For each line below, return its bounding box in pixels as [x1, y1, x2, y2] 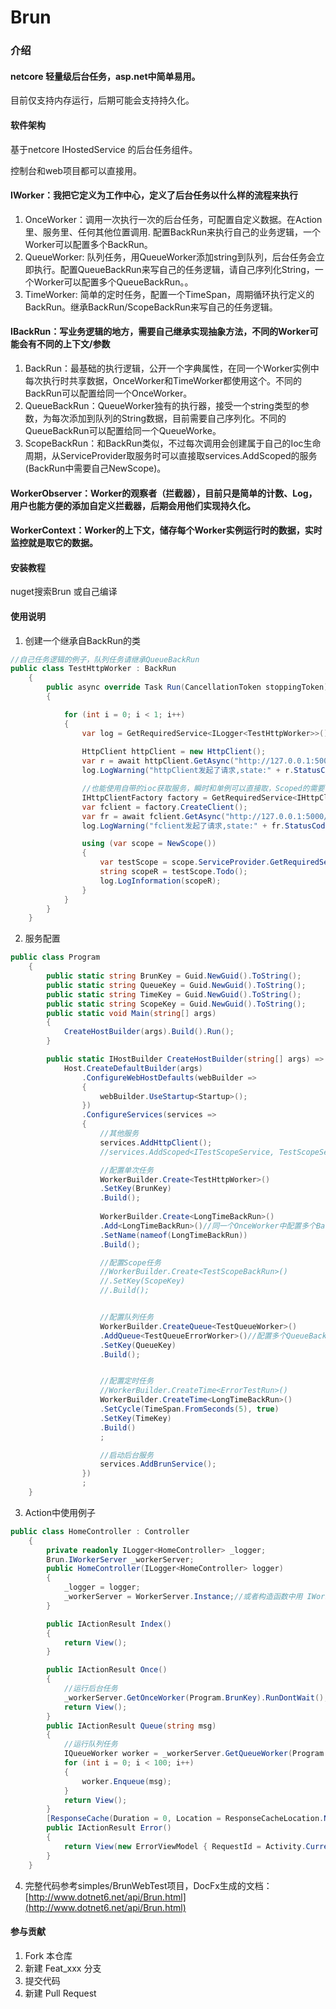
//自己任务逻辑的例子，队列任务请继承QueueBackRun [10, 654, 200, 665]
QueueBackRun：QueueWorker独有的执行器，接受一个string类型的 [24, 399, 301, 411]
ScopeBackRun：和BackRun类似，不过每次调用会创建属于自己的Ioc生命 [24, 437, 322, 449]
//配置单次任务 [99, 1165, 154, 1175]
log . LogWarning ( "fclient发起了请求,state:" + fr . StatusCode [81, 821, 330, 831]
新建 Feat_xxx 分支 [24, 1962, 102, 1974]
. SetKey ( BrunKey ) [99, 1184, 172, 1194]
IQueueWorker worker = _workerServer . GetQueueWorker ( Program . [63, 1749, 329, 1759]
